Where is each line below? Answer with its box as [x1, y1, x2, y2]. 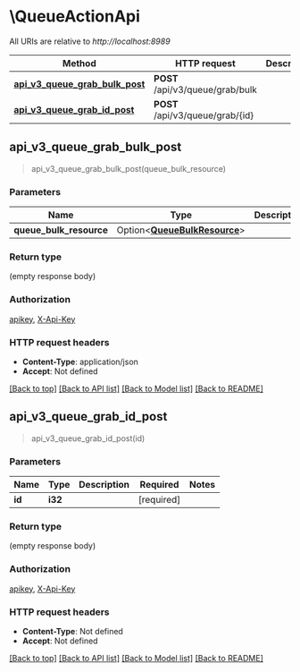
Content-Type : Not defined [21, 625, 123, 636]
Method [62, 56, 96, 69]
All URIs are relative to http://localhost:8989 [9, 36, 171, 47]
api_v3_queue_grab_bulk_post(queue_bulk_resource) [30, 163, 226, 174]
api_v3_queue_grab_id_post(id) [30, 432, 146, 444]
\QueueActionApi [9, 6, 141, 27]
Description [79, 479, 129, 491]
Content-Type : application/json [21, 356, 138, 367]
